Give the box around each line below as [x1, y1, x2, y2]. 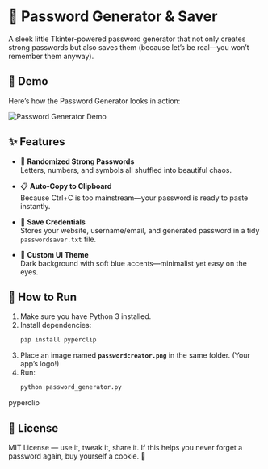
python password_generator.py [19, 383, 123, 392]
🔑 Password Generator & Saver [8, 7, 218, 26]
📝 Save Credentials [19, 217, 86, 227]
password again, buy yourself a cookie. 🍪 [8, 451, 146, 461]
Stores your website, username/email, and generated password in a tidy [19, 225, 260, 235]
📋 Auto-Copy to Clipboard [19, 181, 112, 191]
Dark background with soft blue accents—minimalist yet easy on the [19, 258, 248, 268]
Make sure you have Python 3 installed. [19, 312, 152, 321]
